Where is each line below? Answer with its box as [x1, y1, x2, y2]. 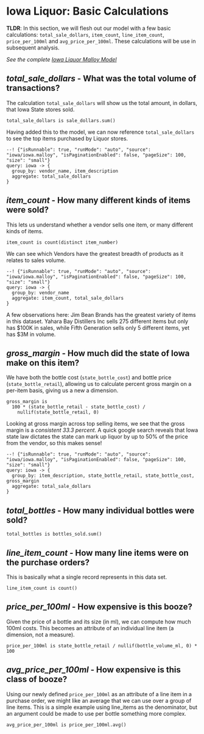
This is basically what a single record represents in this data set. [6, 573, 167, 581]
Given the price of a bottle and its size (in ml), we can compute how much [6, 618, 191, 625]
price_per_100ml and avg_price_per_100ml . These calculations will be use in [6, 37, 196, 45]
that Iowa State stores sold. [6, 106, 75, 113]
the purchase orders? [6, 557, 90, 567]
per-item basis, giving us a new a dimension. [6, 387, 119, 394]
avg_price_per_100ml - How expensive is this [6, 664, 181, 675]
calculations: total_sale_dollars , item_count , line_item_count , [6, 31, 164, 38]
